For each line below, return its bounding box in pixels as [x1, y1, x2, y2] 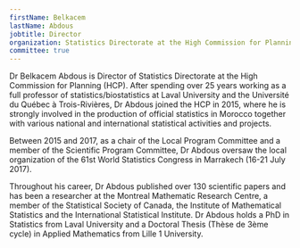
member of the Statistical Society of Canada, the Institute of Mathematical [9, 200, 282, 211]
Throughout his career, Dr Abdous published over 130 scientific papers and [9, 181, 286, 192]
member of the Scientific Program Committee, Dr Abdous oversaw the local [9, 145, 287, 156]
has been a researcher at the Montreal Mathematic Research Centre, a [9, 191, 269, 202]
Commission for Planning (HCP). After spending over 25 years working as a [9, 80, 287, 91]
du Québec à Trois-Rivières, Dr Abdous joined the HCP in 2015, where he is [9, 99, 287, 110]
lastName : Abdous [9, 21, 74, 30]
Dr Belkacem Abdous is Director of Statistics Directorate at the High [9, 70, 259, 81]
